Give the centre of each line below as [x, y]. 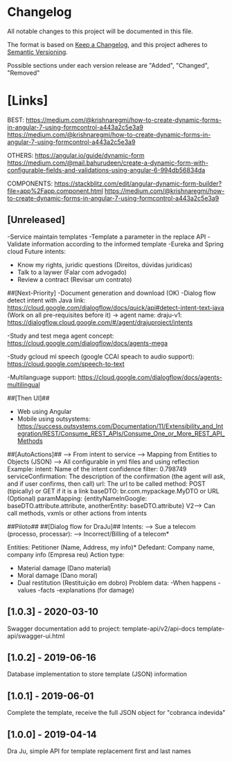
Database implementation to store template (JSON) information [97, 674]
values [27, 590]
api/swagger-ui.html [36, 636]
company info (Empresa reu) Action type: [66, 554]
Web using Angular [44, 411]
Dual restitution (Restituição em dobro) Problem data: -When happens [117, 583]
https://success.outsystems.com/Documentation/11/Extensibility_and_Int [120, 426]
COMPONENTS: [30, 183]
